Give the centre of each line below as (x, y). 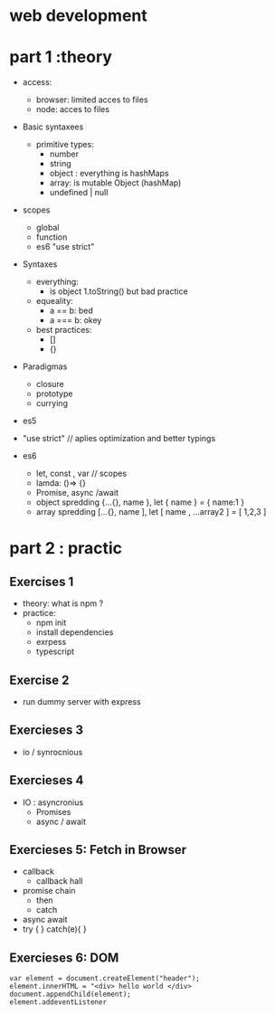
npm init (51, 623)
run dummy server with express (82, 701)
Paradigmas (45, 366)
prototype (54, 393)
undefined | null (79, 193)
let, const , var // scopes (81, 474)
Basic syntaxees (53, 127)
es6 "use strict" (65, 247)
